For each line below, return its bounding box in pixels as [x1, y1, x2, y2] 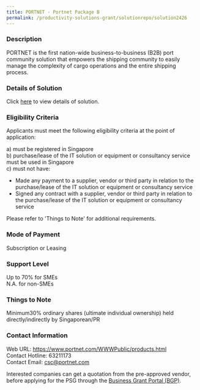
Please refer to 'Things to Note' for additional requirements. [6, 215, 157, 222]
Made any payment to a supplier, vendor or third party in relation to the [15, 177, 194, 184]
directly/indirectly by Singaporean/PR [6, 316, 100, 323]
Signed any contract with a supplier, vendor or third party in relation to [15, 190, 193, 197]
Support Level [6, 259, 49, 268]
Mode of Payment [6, 230, 60, 239]
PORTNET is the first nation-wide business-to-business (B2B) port [6, 49, 174, 56]
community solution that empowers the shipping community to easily [6, 55, 180, 63]
